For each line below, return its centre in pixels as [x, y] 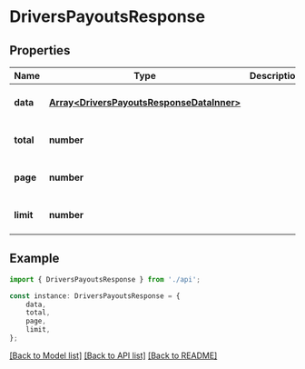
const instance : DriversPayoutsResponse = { [95, 296]
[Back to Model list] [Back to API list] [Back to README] [113, 355]
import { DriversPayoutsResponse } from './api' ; [105, 279]
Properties [40, 50]
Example [34, 259]
